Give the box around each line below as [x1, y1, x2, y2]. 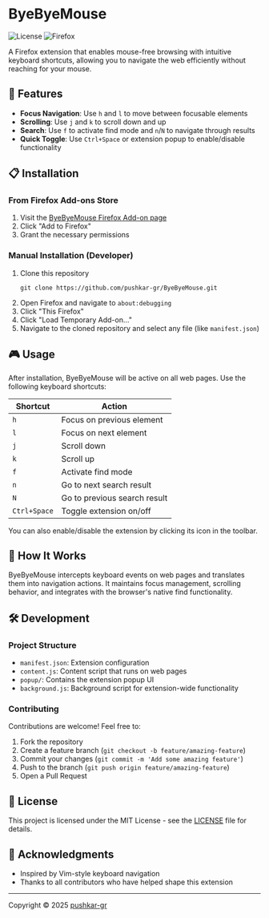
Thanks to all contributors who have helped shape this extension [19, 877, 234, 887]
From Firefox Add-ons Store [8, 195, 118, 206]
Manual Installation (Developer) [8, 250, 134, 261]
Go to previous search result [61, 492, 168, 503]
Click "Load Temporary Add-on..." [19, 314, 132, 325]
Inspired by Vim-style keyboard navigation [19, 868, 160, 878]
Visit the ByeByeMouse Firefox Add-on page [19, 213, 167, 223]
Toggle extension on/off [61, 505, 151, 516]
